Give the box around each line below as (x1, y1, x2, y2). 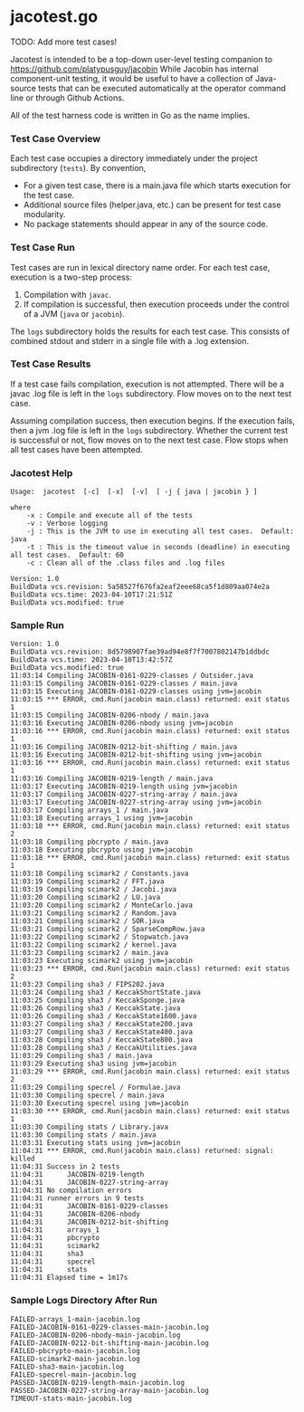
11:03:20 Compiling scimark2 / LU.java (10, 893, 161, 902)
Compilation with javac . (23, 289, 111, 300)
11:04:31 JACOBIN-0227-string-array (10, 1178, 169, 1188)
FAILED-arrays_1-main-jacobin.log (10, 1314, 141, 1323)
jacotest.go (10, 6, 99, 27)
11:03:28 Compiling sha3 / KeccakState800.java (10, 1035, 194, 1045)
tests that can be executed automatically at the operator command (38, 82, 286, 93)
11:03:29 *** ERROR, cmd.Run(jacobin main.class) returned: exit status (10, 1067, 290, 1076)
